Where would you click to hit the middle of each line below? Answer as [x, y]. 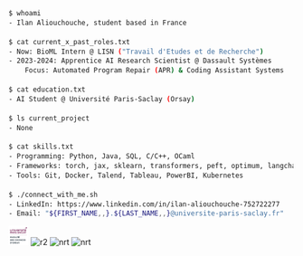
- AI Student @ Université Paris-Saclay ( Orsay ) [102, 99]
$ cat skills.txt [41, 147]
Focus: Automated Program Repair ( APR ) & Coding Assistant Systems [154, 71]
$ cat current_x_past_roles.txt [69, 42]
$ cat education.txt [47, 90]
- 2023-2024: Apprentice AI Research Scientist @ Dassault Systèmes [140, 61]
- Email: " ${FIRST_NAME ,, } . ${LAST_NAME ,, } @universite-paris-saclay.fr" [146, 213]
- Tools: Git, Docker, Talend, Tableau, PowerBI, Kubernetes [126, 175]
